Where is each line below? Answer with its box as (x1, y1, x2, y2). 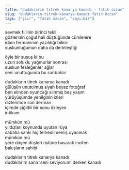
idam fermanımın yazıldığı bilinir (5, 40, 68, 46)
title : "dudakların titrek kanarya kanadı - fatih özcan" (5, 7, 125, 12)
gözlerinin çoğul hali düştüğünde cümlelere (5, 34, 91, 40)
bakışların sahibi (5, 145, 38, 151)
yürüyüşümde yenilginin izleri (5, 94, 64, 100)
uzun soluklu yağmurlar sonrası (5, 59, 68, 65)
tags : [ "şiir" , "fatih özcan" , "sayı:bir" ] (5, 16, 95, 21)
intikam (5, 110, 20, 116)
